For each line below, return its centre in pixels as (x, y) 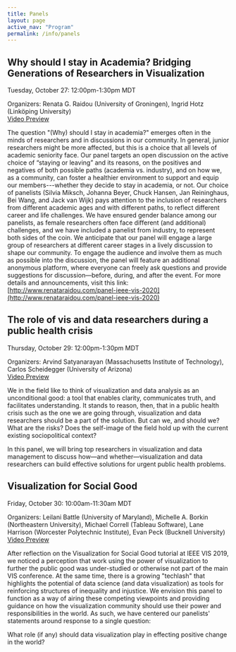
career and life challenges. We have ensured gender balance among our (112, 215)
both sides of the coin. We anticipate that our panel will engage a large (110, 238)
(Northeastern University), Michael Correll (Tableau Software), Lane (106, 524)
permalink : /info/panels (44, 34)
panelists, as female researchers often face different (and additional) (107, 223)
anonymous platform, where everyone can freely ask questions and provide (117, 268)
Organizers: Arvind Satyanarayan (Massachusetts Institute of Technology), (116, 362)
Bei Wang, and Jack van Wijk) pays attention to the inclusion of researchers (117, 200)
